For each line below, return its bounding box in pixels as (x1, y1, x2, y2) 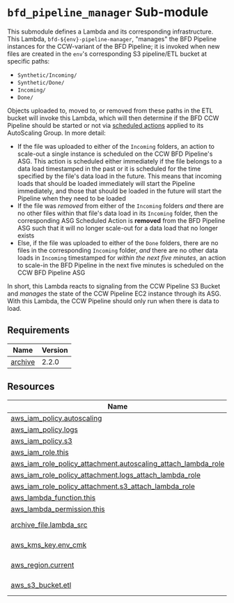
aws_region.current (10, 560, 75, 569)
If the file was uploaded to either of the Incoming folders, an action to (17, 142, 214, 150)
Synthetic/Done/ (17, 79, 65, 86)
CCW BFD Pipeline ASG (17, 268, 86, 277)
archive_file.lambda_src (10, 520, 88, 530)
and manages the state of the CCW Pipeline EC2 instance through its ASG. (7, 289, 221, 298)
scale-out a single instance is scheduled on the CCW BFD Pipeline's (17, 150, 213, 158)
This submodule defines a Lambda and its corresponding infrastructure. (7, 27, 214, 36)
